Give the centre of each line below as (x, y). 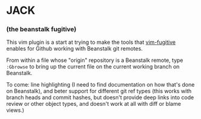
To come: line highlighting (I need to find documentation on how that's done (101, 85)
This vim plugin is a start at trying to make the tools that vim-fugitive (91, 42)
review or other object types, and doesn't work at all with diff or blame (94, 104)
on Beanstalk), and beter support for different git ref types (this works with (99, 91)
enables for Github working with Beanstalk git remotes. (75, 49)
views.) (15, 110)
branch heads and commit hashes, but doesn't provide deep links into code (100, 97)
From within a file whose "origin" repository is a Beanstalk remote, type (95, 60)
